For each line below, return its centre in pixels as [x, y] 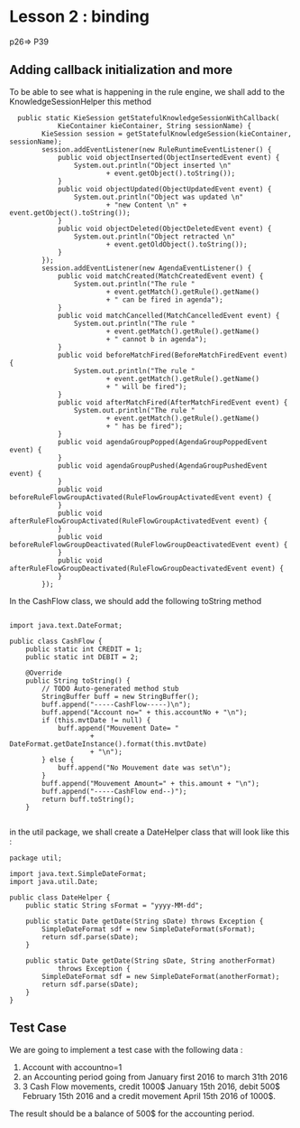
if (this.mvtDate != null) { [96, 720]
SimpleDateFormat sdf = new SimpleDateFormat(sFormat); [149, 929]
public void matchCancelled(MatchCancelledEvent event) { [168, 315]
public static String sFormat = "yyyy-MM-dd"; [114, 905]
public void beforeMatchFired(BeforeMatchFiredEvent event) [173, 355]
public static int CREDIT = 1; [84, 649]
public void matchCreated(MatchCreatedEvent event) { [160, 276]
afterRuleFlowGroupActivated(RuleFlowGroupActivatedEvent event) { [139, 521]
